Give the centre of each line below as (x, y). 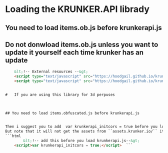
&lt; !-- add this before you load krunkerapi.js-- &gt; (81, 140)
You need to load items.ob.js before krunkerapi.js (83, 28)
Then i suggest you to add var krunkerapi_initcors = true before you (81, 127)
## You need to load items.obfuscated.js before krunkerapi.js (72, 113)
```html (13, 136)
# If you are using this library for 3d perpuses (60, 94)
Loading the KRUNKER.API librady (77, 9)
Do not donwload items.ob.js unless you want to (82, 44)
